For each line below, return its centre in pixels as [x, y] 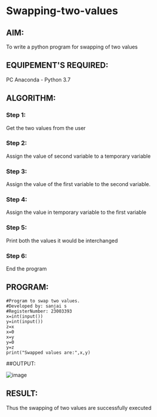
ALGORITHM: [31, 98]
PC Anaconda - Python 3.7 [38, 79]
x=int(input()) [25, 316]
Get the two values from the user [46, 128]
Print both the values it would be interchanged [62, 240]
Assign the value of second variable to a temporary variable [78, 156]
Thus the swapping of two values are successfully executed [79, 408]
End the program [26, 268]
